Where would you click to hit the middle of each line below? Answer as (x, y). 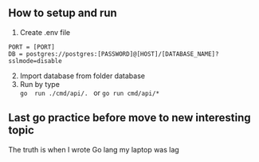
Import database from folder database (82, 76)
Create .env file (45, 32)
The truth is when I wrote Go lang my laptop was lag (94, 149)
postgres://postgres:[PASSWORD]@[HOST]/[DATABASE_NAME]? (122, 54)
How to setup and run (63, 13)
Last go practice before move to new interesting (129, 118)
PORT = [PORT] (32, 47)
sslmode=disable (35, 61)
